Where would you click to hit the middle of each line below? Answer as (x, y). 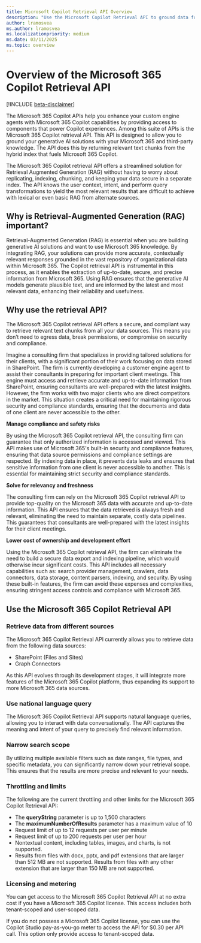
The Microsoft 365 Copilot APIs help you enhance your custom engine (93, 116)
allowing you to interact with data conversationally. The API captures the (95, 723)
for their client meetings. (36, 529)
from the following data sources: (46, 646)
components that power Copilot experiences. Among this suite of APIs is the (100, 128)
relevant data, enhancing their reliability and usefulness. (75, 291)
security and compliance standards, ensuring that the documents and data (98, 406)
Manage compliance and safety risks (53, 424)
